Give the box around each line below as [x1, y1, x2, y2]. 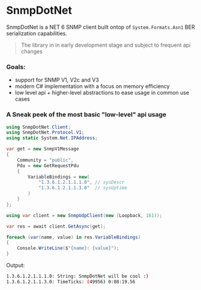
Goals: [6, 62, 26, 71]
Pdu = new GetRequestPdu [17, 162, 79, 168]
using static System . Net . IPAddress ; [6, 135, 98, 141]
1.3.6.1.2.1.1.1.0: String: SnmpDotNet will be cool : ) [6, 273, 149, 279]
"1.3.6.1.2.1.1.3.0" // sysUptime [38, 185, 128, 191]
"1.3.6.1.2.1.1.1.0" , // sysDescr [38, 179, 125, 186]
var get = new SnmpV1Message [6, 146, 79, 152]
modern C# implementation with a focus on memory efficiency [14, 83, 170, 90]
